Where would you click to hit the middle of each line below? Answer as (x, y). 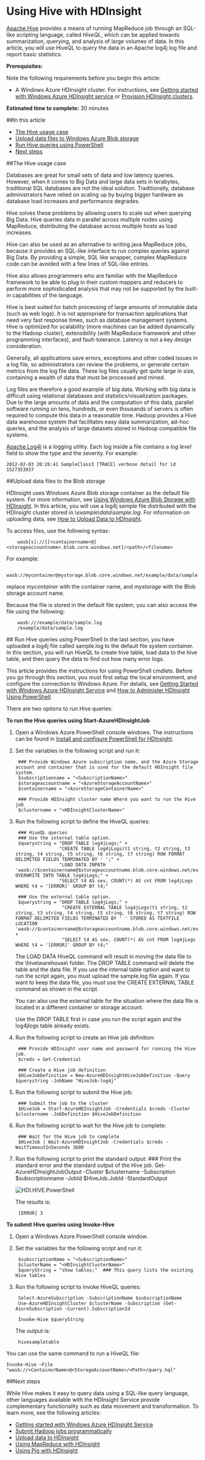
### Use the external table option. (65, 897)
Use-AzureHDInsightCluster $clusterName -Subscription (89, 1303)
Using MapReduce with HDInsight (58, 1444)
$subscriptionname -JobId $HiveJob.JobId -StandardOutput (91, 1178)
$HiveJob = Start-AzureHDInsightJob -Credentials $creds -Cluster (104, 1109)
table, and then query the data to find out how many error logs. (85, 658)
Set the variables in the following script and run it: (77, 750)
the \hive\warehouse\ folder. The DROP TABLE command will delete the (104, 963)
